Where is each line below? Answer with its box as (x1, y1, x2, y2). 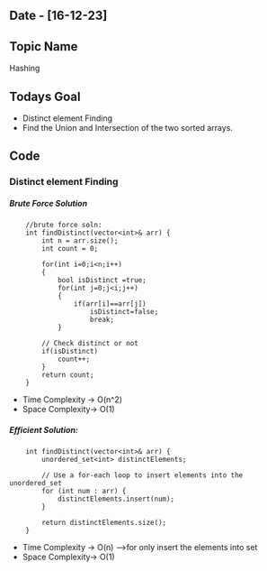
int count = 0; (41, 244, 99, 253)
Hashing (9, 63, 40, 74)
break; (89, 316, 115, 325)
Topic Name (9, 39, 78, 54)
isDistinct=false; (89, 308, 159, 317)
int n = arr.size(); (41, 236, 119, 245)
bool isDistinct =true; (57, 276, 147, 285)
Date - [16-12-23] (9, 8, 108, 23)
